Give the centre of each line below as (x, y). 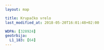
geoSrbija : (16, 36)
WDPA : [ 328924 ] (21, 31)
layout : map (17, 9)
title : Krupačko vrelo (28, 18)
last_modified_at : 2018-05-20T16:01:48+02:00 (52, 23)
